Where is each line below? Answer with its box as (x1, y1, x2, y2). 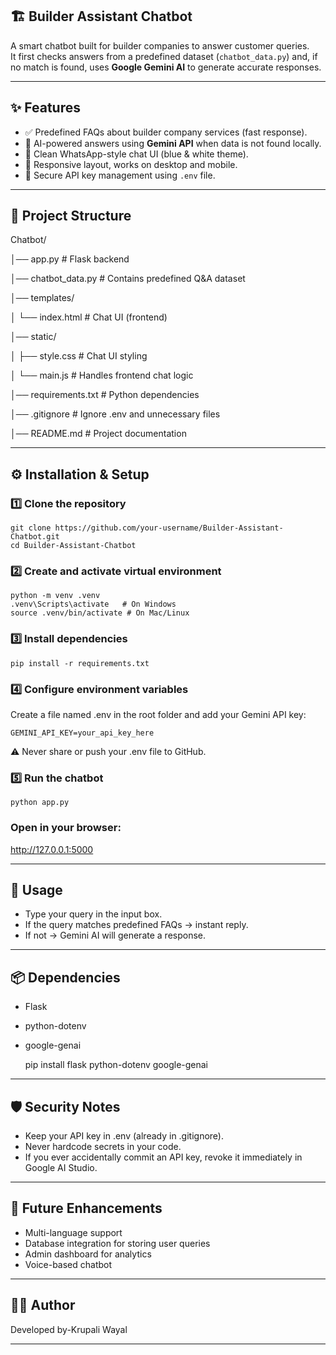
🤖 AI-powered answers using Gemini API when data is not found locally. (24, 137, 322, 149)
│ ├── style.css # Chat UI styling (10, 350, 148, 362)
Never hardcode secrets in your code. (24, 1141, 182, 1153)
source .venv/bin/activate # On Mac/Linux (10, 608, 190, 618)
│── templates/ (10, 292, 75, 304)
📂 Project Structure (10, 208, 132, 225)
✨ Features (10, 99, 81, 117)
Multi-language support (24, 1226, 123, 1238)
